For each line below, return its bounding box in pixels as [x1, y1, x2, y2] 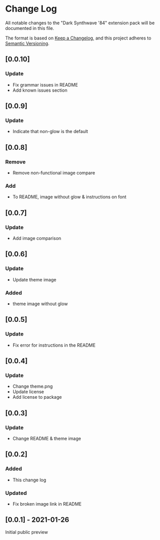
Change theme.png [12, 383, 53, 390]
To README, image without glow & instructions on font [12, 194, 127, 200]
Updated [5, 489, 27, 496]
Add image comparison [12, 235, 62, 241]
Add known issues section [12, 87, 68, 93]
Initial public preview [5, 529, 48, 535]
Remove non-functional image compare [12, 170, 95, 176]
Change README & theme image [12, 436, 81, 442]
